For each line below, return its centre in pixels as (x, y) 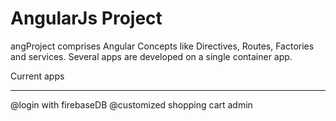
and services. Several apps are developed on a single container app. (151, 56)
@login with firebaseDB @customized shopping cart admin (131, 104)
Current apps (37, 76)
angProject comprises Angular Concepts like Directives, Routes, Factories (162, 46)
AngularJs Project (86, 18)
